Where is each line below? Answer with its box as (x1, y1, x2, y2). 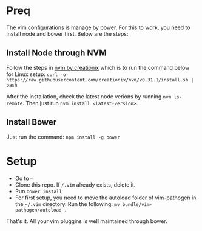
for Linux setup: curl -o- (6, 71, 69, 78)
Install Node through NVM (6, 48, 107, 58)
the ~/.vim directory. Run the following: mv (15, 200, 120, 207)
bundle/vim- (122, 201, 153, 207)
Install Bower (6, 117, 57, 128)
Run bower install (15, 187, 62, 195)
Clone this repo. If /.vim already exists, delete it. (15, 181, 136, 188)
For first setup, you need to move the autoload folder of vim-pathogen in (15, 194, 197, 201)
